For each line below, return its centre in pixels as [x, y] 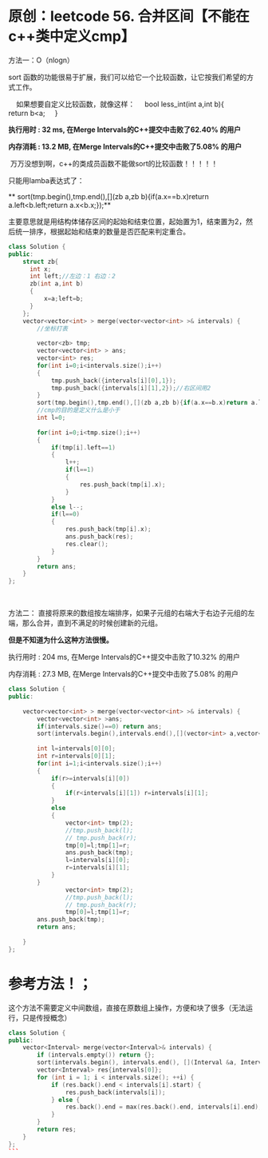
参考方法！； [51, 984]
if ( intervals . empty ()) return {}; [96, 1055]
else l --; [67, 507]
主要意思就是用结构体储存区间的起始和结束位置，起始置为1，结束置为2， [127, 222]
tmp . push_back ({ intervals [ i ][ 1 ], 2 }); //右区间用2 [131, 388]
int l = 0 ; [51, 418]
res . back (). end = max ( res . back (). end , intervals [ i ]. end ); [164, 1107]
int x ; [40, 269]
